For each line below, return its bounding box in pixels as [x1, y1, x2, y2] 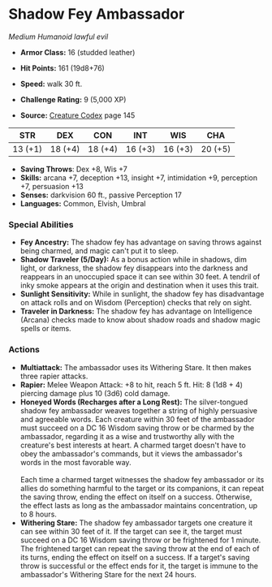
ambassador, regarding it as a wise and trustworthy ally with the [19, 431, 235, 441]
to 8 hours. [19, 509, 57, 519]
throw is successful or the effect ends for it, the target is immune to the [19, 561, 258, 571]
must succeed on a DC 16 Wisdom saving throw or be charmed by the [19, 423, 254, 433]
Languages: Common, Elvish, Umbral [19, 198, 146, 208]
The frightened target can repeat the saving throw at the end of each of [19, 543, 260, 553]
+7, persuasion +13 [19, 181, 84, 191]
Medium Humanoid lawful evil [8, 32, 109, 41]
